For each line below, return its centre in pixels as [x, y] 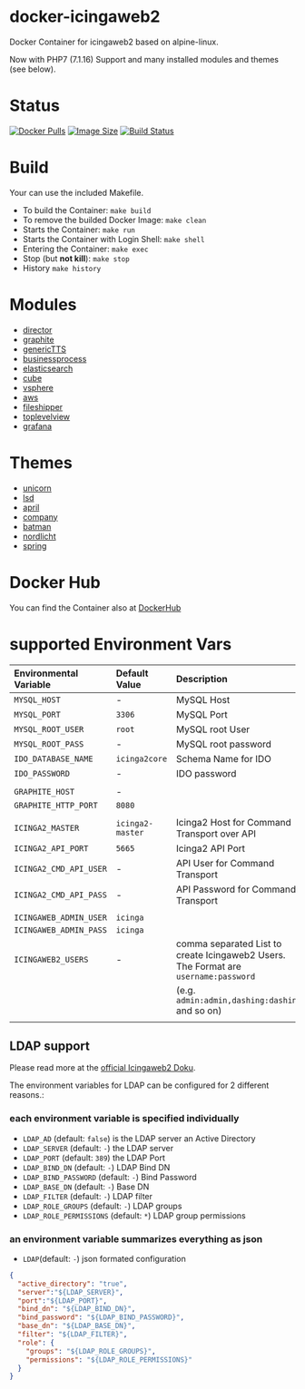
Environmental [46, 673]
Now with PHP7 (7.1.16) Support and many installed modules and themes [144, 59]
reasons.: [27, 1095]
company [40, 517]
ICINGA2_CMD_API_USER [60, 869]
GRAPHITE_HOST [44, 792]
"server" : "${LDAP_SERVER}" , [71, 1292]
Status [35, 106]
